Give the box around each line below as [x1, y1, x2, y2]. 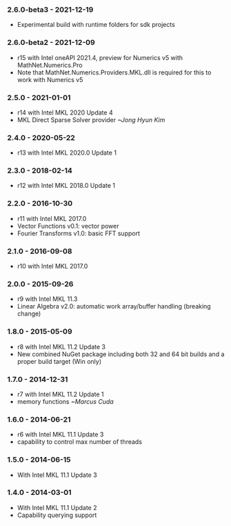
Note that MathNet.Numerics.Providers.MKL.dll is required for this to [17, 68, 212, 77]
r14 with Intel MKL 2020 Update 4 [17, 108, 113, 117]
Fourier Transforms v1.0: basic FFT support [17, 229, 140, 237]
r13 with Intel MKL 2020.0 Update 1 [17, 148, 117, 157]
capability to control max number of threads [17, 438, 143, 446]
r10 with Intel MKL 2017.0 [17, 262, 88, 271]
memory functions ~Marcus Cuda [17, 397, 114, 405]
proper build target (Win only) [17, 357, 102, 365]
